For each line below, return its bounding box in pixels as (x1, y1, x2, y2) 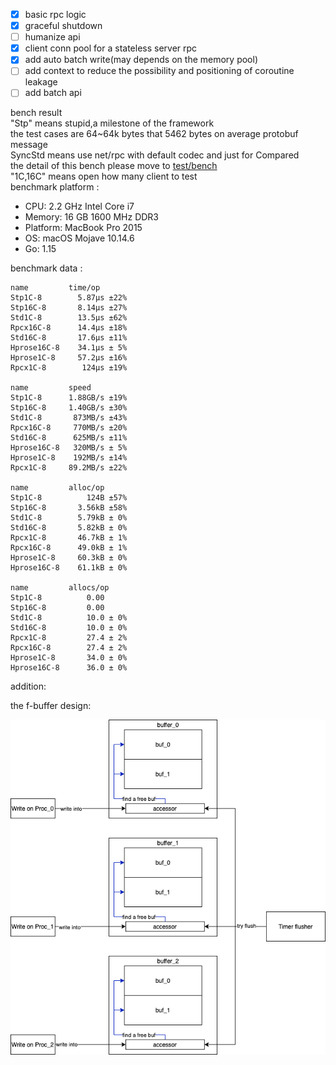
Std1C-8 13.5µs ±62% (10, 313, 128, 323)
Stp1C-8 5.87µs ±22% (10, 293, 128, 303)
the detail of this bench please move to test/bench (10, 160, 218, 172)
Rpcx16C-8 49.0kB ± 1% (10, 543, 128, 553)
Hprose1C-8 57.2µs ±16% (10, 353, 128, 363)
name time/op (10, 283, 101, 293)
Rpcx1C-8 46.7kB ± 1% (10, 533, 128, 543)
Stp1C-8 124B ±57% (10, 493, 128, 503)
